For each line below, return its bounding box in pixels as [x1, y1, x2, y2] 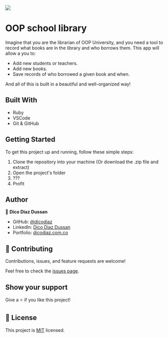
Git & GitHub [12, 120, 39, 126]
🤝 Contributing [5, 244, 53, 253]
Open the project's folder [12, 170, 66, 176]
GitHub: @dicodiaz [12, 219, 53, 225]
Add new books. [12, 66, 47, 72]
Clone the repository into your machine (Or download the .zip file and [12, 159, 159, 165]
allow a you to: [5, 50, 36, 56]
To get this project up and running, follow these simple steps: [5, 149, 134, 155]
